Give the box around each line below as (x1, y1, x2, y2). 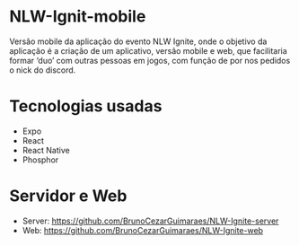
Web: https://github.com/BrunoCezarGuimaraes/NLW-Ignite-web (22, 224, 263, 235)
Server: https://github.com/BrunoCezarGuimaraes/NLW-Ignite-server (22, 215, 279, 226)
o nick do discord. (9, 65, 76, 75)
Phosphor (22, 154, 59, 165)
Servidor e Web (9, 186, 128, 206)
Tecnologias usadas (9, 96, 163, 117)
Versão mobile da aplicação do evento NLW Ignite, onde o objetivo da (9, 36, 268, 47)
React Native (22, 144, 70, 155)
